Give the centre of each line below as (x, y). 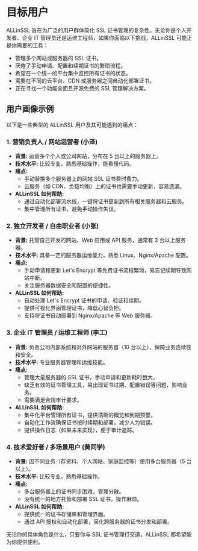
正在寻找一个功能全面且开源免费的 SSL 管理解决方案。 (82, 88)
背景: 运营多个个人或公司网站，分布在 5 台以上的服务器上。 (88, 156)
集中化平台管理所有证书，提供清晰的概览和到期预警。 (90, 415)
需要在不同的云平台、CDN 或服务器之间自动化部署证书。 (85, 80)
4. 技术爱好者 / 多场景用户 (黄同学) (56, 447)
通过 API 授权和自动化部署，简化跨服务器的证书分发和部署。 (98, 521)
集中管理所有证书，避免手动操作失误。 (71, 209)
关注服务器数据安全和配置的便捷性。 (69, 285)
